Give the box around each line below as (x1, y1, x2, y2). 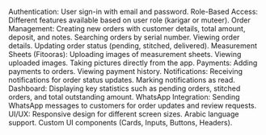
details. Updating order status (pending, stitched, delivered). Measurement (8, 41, 257, 51)
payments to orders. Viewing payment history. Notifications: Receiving (8, 67, 243, 76)
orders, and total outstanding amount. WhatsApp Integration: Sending (8, 92, 240, 101)
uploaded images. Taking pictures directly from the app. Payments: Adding (8, 58, 258, 67)
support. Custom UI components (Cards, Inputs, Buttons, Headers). (8, 118, 233, 127)
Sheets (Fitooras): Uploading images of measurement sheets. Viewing (8, 50, 242, 59)
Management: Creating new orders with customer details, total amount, (8, 24, 246, 33)
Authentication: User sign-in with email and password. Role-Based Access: (8, 7, 259, 16)
